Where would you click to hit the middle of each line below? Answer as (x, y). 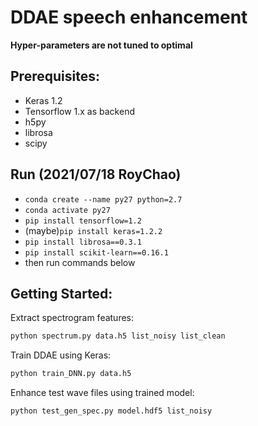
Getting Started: (61, 293)
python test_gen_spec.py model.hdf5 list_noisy (111, 411)
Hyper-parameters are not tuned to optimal (101, 45)
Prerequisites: (55, 76)
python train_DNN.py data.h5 (71, 374)
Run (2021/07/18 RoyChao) (96, 174)
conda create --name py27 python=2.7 (103, 199)
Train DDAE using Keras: (61, 355)
